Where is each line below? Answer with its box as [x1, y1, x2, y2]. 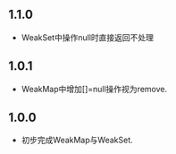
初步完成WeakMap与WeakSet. [21, 134, 133, 146]
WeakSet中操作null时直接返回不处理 [21, 31, 154, 43]
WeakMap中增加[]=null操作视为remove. [21, 83, 167, 94]
